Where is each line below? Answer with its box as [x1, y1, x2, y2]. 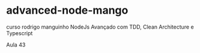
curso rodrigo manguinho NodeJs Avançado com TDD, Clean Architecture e [6, 23, 194, 30]
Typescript [6, 29, 33, 36]
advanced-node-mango [6, 4, 129, 17]
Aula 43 [6, 41, 26, 48]
